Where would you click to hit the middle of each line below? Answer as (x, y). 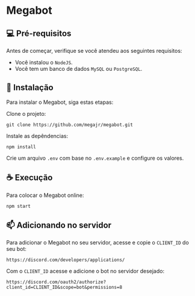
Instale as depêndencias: (37, 136)
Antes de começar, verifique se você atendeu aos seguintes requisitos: (94, 51)
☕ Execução (29, 178)
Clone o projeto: (26, 113)
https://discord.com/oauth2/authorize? (56, 282)
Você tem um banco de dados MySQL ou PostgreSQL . (79, 69)
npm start (19, 206)
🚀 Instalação (30, 88)
